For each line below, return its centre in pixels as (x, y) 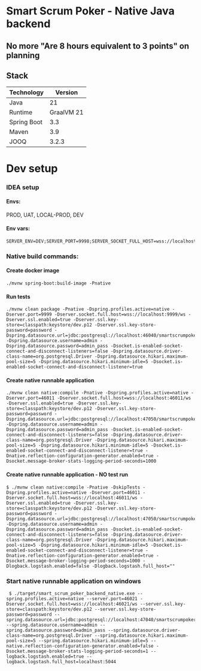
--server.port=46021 (112, 598)
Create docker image (33, 271)
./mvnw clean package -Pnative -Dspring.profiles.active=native (88, 309)
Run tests (18, 296)
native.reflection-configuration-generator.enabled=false (80, 646)
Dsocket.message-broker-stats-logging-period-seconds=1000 (81, 461)
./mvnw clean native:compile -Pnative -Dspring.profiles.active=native (97, 393)
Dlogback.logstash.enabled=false (48, 566)
